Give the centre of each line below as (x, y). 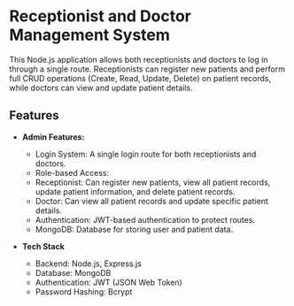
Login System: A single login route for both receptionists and (146, 154)
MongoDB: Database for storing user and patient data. (134, 229)
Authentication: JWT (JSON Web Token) (109, 282)
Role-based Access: (72, 172)
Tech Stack (43, 246)
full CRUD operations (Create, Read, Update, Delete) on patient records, (140, 78)
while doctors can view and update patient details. (101, 88)
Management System (90, 35)
